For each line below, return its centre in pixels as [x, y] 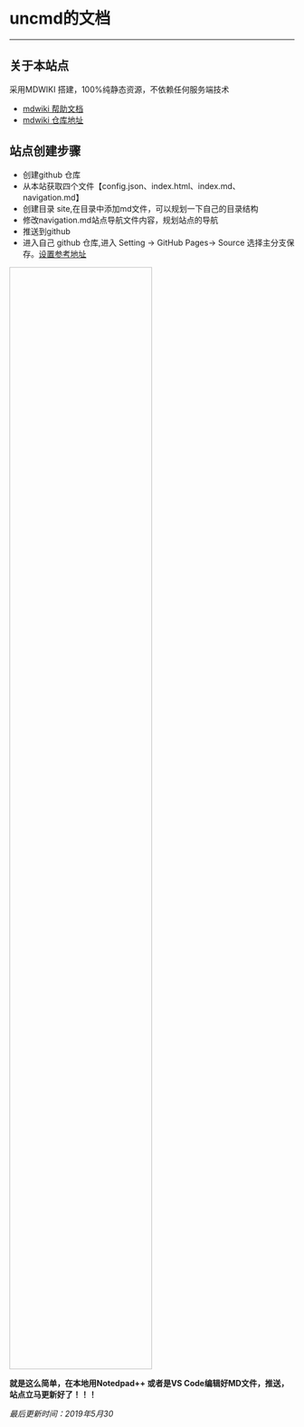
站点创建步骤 [45, 151]
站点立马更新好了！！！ [53, 1394]
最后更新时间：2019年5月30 [62, 1413]
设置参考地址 [62, 253]
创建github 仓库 [52, 175]
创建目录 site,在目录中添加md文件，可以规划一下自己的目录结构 [140, 208]
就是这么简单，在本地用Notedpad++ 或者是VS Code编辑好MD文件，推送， [149, 1383]
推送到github [46, 231]
